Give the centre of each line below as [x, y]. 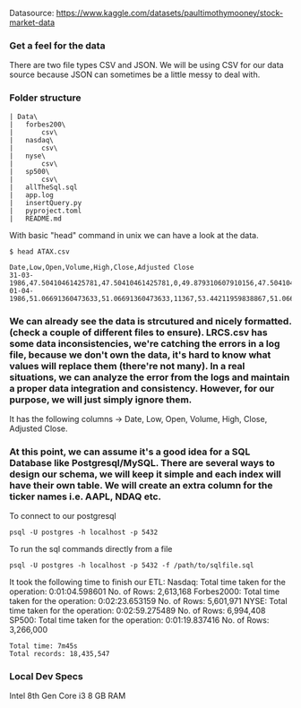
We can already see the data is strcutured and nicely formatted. [150, 321]
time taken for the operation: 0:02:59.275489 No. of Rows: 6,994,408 [138, 611]
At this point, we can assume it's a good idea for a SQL [130, 452]
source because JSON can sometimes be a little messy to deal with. [135, 74]
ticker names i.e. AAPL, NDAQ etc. [86, 496]
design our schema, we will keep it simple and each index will [146, 474]
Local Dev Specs [46, 677]
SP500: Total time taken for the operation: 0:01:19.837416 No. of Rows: [139, 620]
